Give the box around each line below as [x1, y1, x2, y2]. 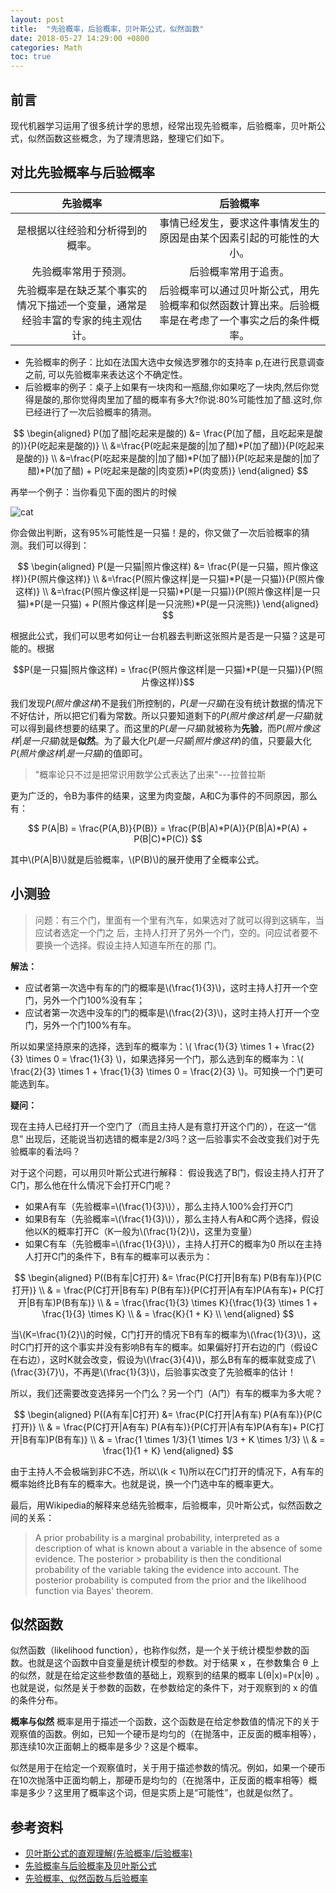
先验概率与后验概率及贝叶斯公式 [24, 1860, 157, 1872]
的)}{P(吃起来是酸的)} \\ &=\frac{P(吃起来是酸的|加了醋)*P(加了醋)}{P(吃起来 [11, 439, 325, 451]
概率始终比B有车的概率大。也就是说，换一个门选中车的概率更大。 [10, 1477, 280, 1490]
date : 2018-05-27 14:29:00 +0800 [10, 33, 150, 43]
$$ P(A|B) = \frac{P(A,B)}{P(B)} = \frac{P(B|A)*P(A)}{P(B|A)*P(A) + [28, 822, 308, 834]
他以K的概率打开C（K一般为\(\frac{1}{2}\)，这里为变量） [24, 1225, 258, 1237]
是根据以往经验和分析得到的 [16, 223, 148, 237]
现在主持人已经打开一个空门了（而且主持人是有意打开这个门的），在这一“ [10, 1120, 308, 1132]
